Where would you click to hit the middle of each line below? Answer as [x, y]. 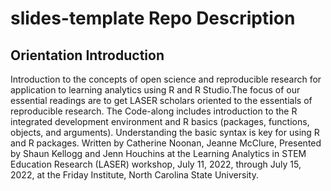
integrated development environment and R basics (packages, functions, [160, 121]
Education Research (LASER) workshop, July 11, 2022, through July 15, [156, 164]
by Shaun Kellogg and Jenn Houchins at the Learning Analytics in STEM [158, 153]
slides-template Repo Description [153, 18]
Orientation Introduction [87, 55]
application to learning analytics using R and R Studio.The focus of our [155, 90]
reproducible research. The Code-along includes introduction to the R [154, 111]
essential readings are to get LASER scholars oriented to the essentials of [161, 100]
